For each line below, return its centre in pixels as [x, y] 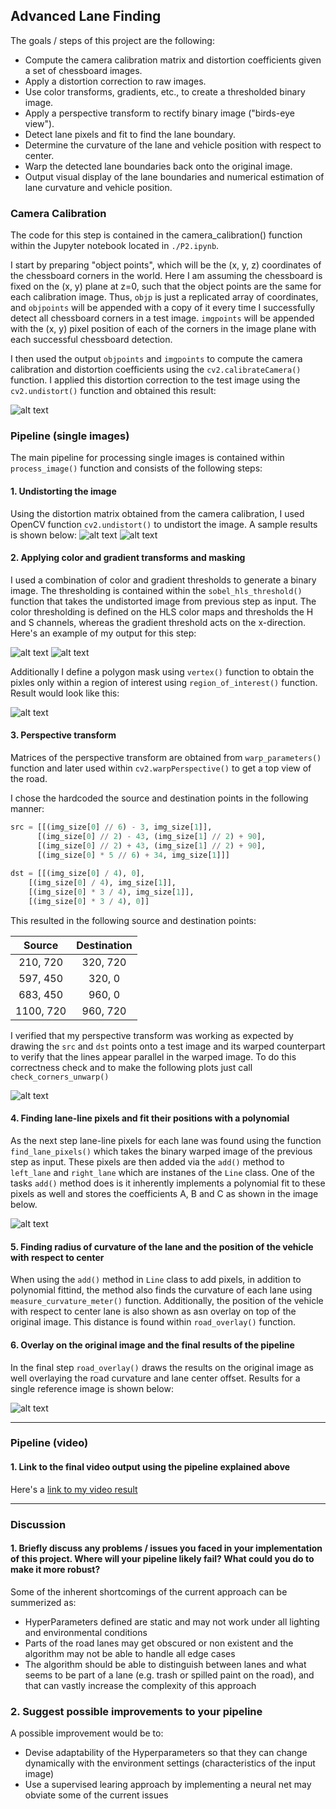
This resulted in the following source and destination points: [133, 920]
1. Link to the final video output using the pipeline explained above [150, 1467]
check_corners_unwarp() [60, 1077]
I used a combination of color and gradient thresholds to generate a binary [163, 580]
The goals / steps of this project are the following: [112, 40]
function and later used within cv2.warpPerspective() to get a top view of [161, 768]
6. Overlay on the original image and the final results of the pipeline [152, 1345]
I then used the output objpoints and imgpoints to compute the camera [156, 359]
